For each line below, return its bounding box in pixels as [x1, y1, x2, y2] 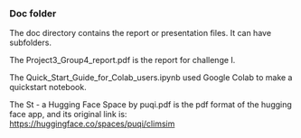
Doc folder [9, 7, 57, 20]
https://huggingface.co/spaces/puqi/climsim [9, 118, 175, 129]
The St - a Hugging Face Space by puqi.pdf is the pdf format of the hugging [9, 99, 292, 110]
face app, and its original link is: [9, 109, 127, 120]
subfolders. [9, 37, 52, 48]
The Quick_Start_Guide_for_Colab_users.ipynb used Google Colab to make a [9, 72, 293, 83]
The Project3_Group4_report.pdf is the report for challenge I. [9, 55, 236, 66]
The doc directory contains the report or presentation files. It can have [9, 28, 272, 39]
